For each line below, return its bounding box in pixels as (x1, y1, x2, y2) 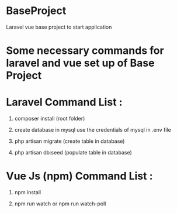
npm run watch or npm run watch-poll (14, 200, 106, 207)
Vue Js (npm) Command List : (6, 170, 153, 183)
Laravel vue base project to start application (6, 23, 112, 30)
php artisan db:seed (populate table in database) (14, 149, 133, 156)
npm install (14, 189, 41, 195)
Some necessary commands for (6, 44, 165, 57)
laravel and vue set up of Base (6, 57, 155, 70)
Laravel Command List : (6, 95, 123, 109)
